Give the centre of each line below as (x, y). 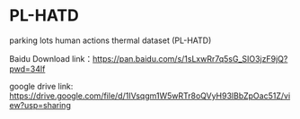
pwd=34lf (27, 69)
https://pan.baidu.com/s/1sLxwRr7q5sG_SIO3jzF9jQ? (190, 58)
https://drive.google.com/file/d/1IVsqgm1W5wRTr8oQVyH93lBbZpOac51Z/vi (150, 96)
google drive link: (41, 86)
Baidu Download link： (51, 58)
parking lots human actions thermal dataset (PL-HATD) (110, 40)
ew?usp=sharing (40, 105)
